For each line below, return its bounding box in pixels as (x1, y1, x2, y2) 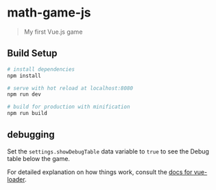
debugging (7, 129, 55, 140)
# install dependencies (7, 65, 75, 73)
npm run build (7, 110, 48, 117)
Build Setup (7, 47, 58, 59)
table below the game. (7, 154, 71, 162)
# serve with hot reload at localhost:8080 (7, 85, 134, 92)
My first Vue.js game (23, 28, 83, 36)
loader (7, 175, 25, 183)
